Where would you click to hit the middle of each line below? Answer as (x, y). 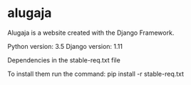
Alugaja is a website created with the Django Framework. (91, 33)
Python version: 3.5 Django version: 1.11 (65, 46)
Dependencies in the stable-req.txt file (64, 60)
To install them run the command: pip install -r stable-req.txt (95, 74)
